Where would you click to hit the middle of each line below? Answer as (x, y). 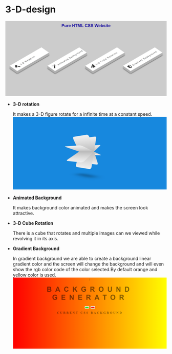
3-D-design (31, 10)
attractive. (23, 213)
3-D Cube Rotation (33, 223)
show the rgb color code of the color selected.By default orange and (85, 269)
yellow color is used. (34, 275)
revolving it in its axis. (36, 238)
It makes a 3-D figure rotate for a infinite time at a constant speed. (82, 114)
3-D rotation (26, 104)
